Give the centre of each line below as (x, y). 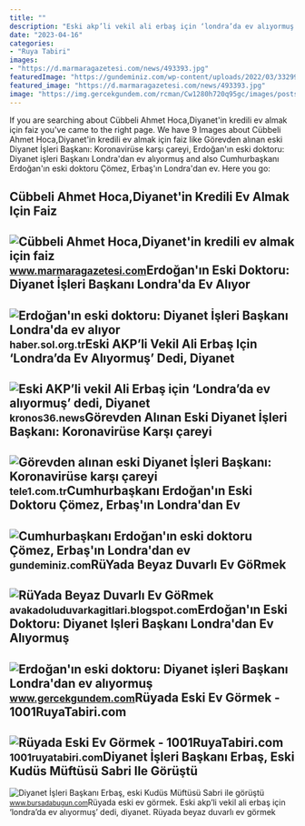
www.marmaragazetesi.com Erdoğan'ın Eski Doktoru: (150, 271)
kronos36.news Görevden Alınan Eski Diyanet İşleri (148, 418)
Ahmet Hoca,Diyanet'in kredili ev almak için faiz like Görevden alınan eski (146, 139)
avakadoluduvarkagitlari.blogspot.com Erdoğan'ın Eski (148, 610)
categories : (32, 43)
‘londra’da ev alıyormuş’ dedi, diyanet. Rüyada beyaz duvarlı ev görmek (143, 812)
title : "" (28, 18)
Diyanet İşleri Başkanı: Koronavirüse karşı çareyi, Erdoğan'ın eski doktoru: (147, 149)
